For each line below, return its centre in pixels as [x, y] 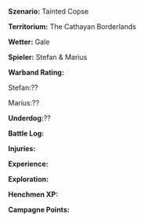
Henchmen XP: [33, 194]
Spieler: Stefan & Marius [48, 57]
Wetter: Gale [29, 42]
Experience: [28, 164]
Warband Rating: [36, 72]
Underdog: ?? [29, 118]
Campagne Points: [39, 209]
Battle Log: [26, 133]
